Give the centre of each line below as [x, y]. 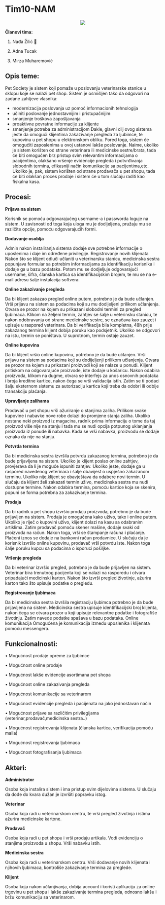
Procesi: [18, 197]
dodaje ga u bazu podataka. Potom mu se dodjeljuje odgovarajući [71, 269]
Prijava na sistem [23, 209]
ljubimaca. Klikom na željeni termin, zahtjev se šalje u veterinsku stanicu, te [81, 314]
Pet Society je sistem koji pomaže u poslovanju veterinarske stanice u [76, 88]
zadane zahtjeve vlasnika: [31, 98]
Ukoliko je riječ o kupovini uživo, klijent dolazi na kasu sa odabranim [74, 522]
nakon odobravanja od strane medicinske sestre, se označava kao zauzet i [81, 320]
